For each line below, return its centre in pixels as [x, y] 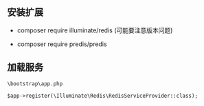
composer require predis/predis [62, 44]
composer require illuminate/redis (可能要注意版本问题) [95, 30]
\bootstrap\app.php [35, 84]
